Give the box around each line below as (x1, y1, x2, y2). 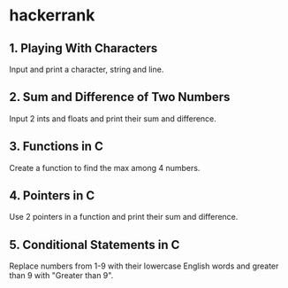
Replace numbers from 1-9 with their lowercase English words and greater (9, 261, 279, 271)
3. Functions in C (9, 139, 103, 154)
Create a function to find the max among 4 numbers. (9, 162, 201, 173)
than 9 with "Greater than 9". (9, 270, 114, 281)
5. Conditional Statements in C (9, 237, 180, 253)
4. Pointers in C (9, 188, 95, 204)
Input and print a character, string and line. (9, 64, 164, 74)
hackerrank (9, 5, 95, 26)
